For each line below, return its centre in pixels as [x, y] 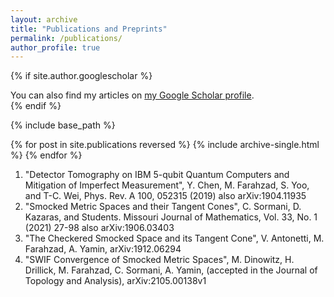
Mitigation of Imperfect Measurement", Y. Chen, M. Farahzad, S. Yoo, [167, 185]
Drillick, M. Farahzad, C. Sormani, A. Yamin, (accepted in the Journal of [171, 270]
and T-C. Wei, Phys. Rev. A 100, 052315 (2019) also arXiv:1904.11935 [165, 196]
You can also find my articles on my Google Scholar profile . [132, 95]
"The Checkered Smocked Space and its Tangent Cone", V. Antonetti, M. [174, 238]
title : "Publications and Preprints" [89, 29]
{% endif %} [36, 106]
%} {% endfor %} [46, 155]
